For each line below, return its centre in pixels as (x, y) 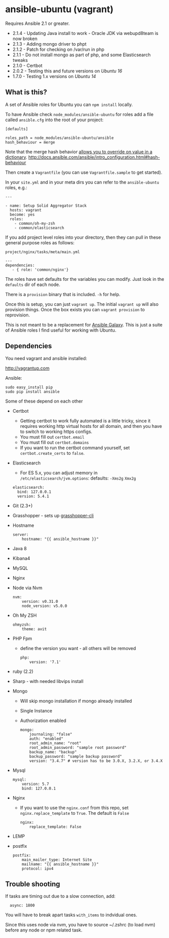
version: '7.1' (45, 662)
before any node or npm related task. (44, 930)
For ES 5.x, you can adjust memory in (59, 473)
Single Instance (36, 710)
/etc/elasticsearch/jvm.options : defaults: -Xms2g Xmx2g (78, 478)
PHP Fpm (22, 638)
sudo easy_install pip (29, 387)
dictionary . (16, 157)
